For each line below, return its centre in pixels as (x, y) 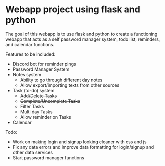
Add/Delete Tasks (38, 96)
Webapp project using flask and (73, 9)
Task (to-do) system (33, 90)
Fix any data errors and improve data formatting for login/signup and (83, 147)
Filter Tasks (32, 106)
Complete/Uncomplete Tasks (50, 101)
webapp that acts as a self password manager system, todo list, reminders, (83, 39)
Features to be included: (30, 54)
